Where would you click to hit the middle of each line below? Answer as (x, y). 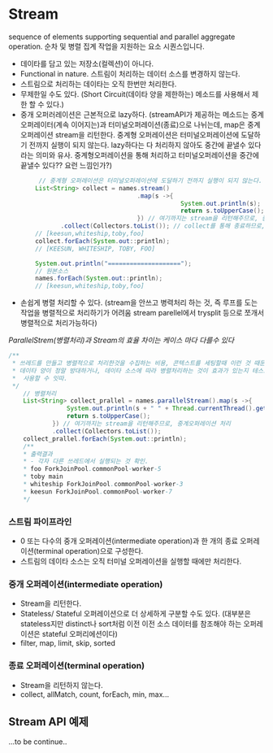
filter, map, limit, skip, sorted (68, 643)
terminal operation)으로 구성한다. (90, 551)
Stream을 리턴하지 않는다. (61, 685)
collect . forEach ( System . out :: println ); (103, 241)
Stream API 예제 (49, 722)
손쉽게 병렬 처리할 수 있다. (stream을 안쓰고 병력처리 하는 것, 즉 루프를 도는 (139, 303)
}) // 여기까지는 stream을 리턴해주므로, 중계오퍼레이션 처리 (141, 424)
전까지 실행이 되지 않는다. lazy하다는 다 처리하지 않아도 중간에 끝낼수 (137, 145)
